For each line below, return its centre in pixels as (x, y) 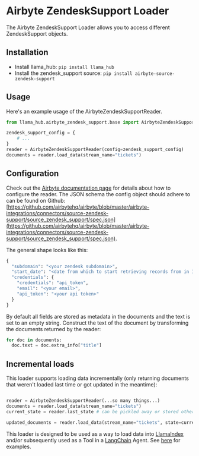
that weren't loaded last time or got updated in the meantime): (82, 385)
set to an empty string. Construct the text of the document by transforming (97, 323)
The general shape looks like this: (47, 250)
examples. (19, 446)
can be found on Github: (36, 200)
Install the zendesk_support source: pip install (73, 73)
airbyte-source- (155, 73)
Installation (27, 53)
